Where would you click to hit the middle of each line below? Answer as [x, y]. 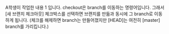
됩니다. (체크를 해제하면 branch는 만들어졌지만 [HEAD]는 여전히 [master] [87, 20]
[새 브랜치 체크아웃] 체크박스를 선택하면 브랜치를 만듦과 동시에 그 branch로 [79, 14]
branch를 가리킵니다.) [27, 26]
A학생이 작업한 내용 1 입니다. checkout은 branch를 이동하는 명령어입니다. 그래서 [85, 7]
